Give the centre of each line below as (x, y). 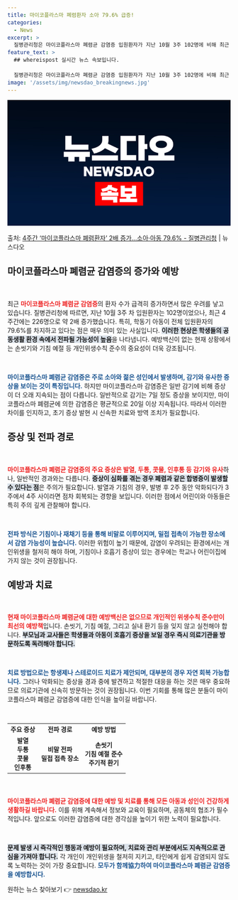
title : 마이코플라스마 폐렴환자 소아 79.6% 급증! (71, 15)
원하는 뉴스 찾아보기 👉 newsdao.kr (57, 889)
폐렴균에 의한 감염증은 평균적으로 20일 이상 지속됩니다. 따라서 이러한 (132, 403)
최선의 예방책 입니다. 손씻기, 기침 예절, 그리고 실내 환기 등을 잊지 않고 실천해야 (114, 626)
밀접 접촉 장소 (60, 759)
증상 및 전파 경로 (41, 437)
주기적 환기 (103, 763)
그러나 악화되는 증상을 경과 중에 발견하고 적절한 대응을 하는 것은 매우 (117, 682)
